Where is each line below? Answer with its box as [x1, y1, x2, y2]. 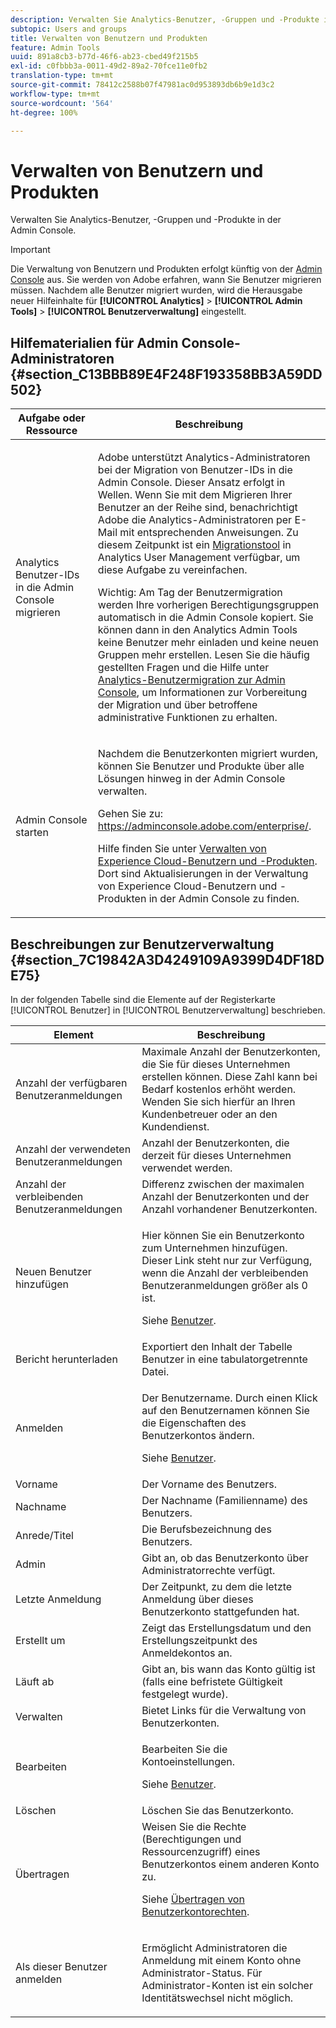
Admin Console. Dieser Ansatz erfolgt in [97, 476, 286, 490]
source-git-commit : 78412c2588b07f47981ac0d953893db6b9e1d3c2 [10, 80, 275, 90]
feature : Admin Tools [10, 42, 101, 53]
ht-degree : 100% [10, 107, 78, 118]
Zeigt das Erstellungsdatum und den [141, 1621, 312, 1635]
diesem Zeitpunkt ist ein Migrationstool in [97, 538, 292, 552]
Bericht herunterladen [15, 1352, 118, 1366]
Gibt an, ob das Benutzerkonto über [141, 1551, 309, 1565]
